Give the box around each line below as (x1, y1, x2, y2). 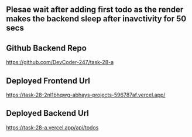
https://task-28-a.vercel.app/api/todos (6, 123, 99, 131)
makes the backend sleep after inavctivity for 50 (6, 14, 187, 24)
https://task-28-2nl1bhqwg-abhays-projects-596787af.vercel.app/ (6, 91, 166, 99)
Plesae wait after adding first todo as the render (6, 5, 184, 15)
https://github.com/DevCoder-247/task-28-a (6, 59, 114, 66)
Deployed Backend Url (6, 108, 89, 118)
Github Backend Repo (6, 43, 87, 53)
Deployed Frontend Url (6, 76, 91, 86)
